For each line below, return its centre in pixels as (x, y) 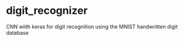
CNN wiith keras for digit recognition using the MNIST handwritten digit (92, 27)
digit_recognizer (47, 11)
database (18, 32)
